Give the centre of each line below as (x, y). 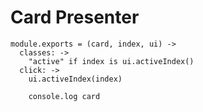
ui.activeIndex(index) (75, 79)
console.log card (64, 96)
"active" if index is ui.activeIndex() (111, 61)
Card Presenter (75, 17)
